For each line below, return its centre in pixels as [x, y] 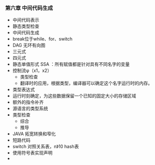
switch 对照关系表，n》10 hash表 [46, 147]
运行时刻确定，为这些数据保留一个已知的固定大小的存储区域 [74, 96]
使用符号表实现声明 [32, 153]
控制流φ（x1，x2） [32, 71]
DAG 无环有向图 [29, 45]
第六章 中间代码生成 [29, 8]
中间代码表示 [26, 20]
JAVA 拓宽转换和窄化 [34, 134]
